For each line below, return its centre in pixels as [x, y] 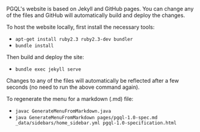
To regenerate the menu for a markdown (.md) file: [70, 99]
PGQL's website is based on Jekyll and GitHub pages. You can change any [100, 9]
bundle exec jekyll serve [48, 69]
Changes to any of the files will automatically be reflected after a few [93, 81]
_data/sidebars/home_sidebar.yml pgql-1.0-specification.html [96, 123]
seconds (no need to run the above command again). [73, 87]
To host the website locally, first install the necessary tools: [80, 27]
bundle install [34, 46]
